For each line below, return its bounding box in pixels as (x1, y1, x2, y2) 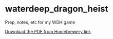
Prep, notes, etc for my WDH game (5, 19, 75, 25)
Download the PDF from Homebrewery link (5, 28, 91, 34)
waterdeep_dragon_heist (5, 3, 109, 14)
